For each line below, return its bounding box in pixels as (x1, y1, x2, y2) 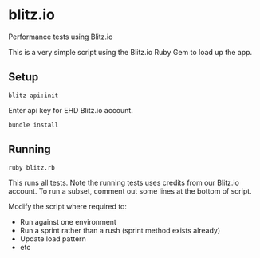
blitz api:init (8, 92, 59, 100)
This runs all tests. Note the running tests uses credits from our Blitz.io (8, 178, 239, 187)
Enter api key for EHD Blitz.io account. (8, 105, 133, 115)
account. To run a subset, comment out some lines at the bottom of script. (8, 186, 253, 196)
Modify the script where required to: (8, 201, 128, 211)
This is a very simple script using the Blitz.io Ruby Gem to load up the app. (8, 47, 253, 57)
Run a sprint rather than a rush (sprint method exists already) (19, 225, 221, 235)
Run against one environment (19, 217, 117, 226)
